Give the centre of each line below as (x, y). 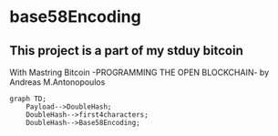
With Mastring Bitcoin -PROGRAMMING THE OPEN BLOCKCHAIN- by (139, 72)
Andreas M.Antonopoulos (57, 82)
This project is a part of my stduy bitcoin (126, 51)
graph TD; (28, 99)
